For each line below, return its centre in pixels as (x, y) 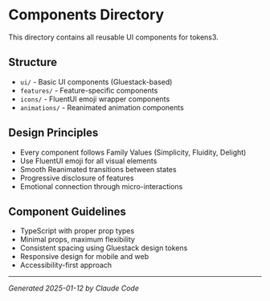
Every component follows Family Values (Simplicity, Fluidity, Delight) (133, 152)
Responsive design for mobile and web (84, 257)
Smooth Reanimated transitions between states (98, 169)
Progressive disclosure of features (77, 178)
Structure (33, 62)
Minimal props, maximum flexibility (77, 240)
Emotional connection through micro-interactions (101, 186)
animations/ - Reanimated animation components (102, 107)
